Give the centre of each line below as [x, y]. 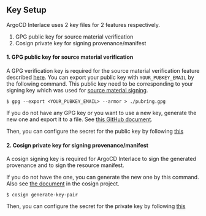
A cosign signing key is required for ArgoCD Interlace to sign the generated [101, 159]
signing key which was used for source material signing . [77, 91]
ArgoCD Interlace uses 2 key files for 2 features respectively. [83, 24]
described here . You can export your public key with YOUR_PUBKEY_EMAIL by [100, 77]
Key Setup [27, 10]
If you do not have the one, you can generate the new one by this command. [103, 177]
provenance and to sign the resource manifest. [65, 165]
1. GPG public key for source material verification [70, 57]
